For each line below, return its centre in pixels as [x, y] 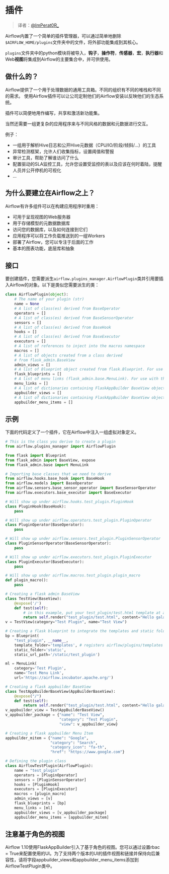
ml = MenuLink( [21, 664]
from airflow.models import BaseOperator [49, 483]
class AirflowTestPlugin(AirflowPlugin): [49, 766]
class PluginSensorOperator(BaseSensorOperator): [58, 543]
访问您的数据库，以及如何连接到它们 [50, 229]
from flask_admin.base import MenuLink [47, 465]
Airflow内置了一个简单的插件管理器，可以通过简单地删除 [63, 36]
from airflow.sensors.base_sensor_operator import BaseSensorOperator [81, 488]
